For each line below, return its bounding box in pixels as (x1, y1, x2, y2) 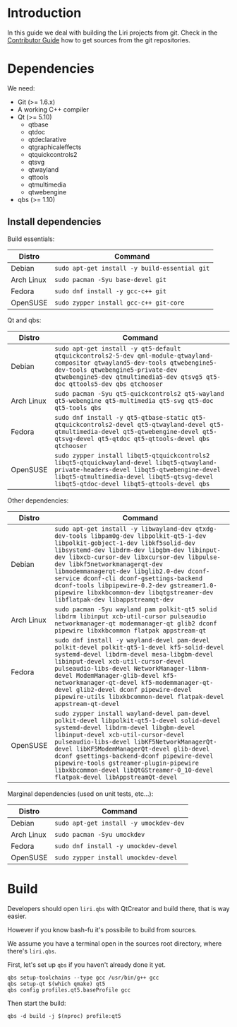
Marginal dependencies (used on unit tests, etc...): (7, 790, 154, 798)
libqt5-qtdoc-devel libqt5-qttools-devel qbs (54, 479, 210, 488)
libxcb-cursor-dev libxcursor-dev (68, 553, 185, 561)
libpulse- (188, 553, 221, 561)
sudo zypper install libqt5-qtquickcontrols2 (54, 451, 210, 459)
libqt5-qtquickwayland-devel (54, 458, 152, 466)
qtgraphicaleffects (28, 143, 82, 151)
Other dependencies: (7, 496, 69, 505)
